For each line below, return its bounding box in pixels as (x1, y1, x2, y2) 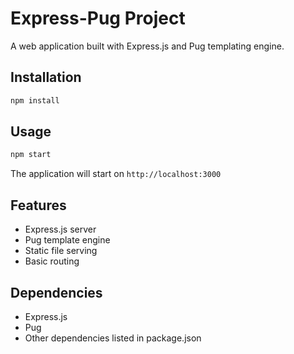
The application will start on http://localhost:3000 (10, 168, 222, 180)
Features (10, 197, 67, 214)
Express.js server (24, 223, 97, 236)
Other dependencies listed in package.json (24, 332, 202, 344)
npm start (10, 150, 52, 160)
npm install (10, 95, 60, 106)
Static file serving (24, 245, 98, 257)
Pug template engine (24, 234, 111, 246)
